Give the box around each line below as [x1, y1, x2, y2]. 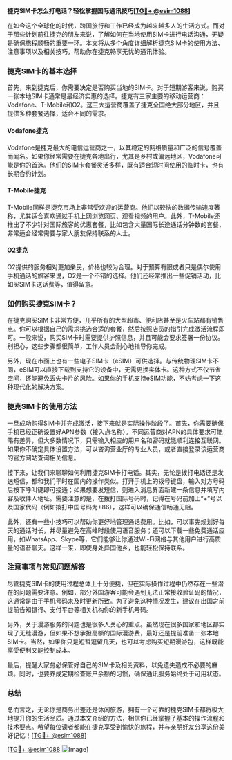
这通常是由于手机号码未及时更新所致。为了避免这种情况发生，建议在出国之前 [7, 597, 225, 605]
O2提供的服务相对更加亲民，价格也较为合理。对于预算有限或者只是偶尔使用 [7, 262, 222, 271]
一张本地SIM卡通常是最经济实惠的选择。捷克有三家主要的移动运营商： [7, 92, 206, 100]
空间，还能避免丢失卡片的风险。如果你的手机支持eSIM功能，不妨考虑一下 [7, 374, 215, 383]
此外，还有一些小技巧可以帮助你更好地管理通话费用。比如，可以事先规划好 [7, 517, 219, 525]
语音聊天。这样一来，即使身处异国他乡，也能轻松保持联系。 [19, 543, 188, 552]
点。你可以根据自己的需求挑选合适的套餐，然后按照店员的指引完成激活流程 [7, 325, 219, 333]
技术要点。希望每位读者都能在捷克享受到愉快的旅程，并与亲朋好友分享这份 [7, 723, 219, 731]
